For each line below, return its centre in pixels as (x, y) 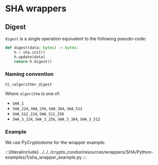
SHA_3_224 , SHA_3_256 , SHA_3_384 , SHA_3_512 (56, 119)
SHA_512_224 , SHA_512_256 (38, 114)
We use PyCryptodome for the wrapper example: (55, 143)
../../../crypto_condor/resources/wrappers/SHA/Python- (96, 152)
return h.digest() (33, 62)
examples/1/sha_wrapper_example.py (43, 157)
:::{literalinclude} (22, 152)
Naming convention (29, 74)
